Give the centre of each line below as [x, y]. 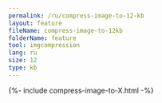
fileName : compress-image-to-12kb [66, 30]
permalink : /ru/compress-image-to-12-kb [77, 16]
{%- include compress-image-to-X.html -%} [81, 90]
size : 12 [23, 61]
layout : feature [35, 23]
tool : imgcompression [44, 46]
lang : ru [23, 53]
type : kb [23, 68]
